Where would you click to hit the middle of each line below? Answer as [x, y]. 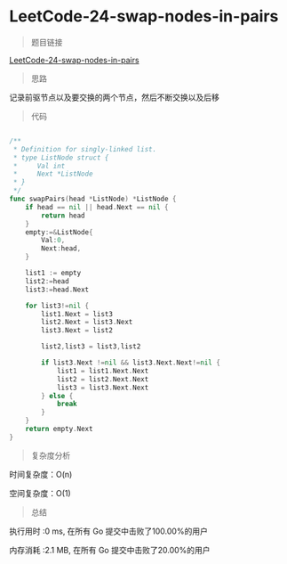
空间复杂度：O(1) [40, 493]
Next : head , [61, 249]
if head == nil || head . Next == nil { [97, 207]
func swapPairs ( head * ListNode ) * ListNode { [93, 199]
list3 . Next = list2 [77, 331]
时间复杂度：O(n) [41, 474]
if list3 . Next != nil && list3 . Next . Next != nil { [131, 363]
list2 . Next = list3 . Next [87, 323]
